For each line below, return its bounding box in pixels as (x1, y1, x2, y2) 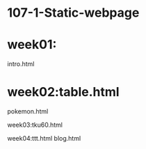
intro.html (7, 60, 35, 68)
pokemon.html (7, 107, 49, 116)
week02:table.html (7, 84, 120, 100)
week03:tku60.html (7, 120, 63, 130)
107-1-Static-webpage (7, 5, 140, 21)
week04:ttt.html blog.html (7, 134, 81, 143)
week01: (7, 37, 57, 53)
